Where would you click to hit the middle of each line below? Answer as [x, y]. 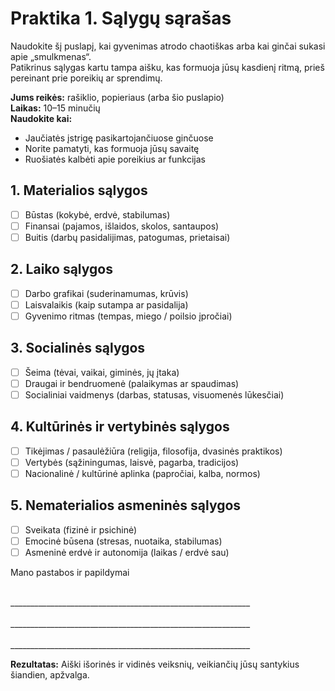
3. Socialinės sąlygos [78, 348]
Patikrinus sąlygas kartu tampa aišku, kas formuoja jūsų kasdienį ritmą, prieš [167, 67]
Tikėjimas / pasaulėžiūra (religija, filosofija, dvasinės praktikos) [153, 451]
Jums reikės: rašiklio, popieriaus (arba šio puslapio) [117, 97]
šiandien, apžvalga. [50, 674]
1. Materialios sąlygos [79, 190]
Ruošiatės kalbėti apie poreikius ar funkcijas [115, 159]
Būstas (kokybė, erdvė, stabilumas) [97, 214]
